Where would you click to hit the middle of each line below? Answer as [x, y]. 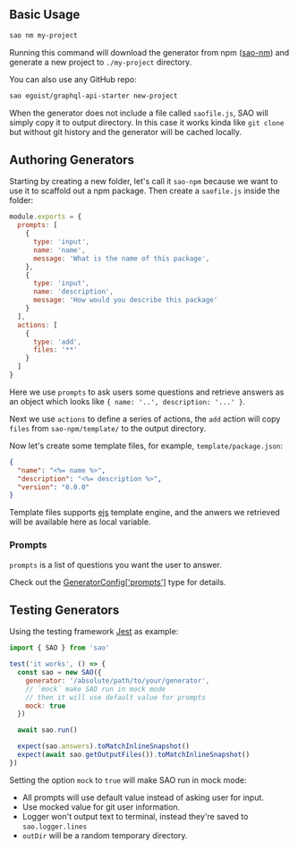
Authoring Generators [72, 160]
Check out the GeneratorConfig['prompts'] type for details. [118, 582]
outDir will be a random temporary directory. [105, 835]
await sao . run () [47, 730]
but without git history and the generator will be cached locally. [126, 132]
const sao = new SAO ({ [60, 673]
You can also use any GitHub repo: [73, 79]
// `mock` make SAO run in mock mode [96, 689]
